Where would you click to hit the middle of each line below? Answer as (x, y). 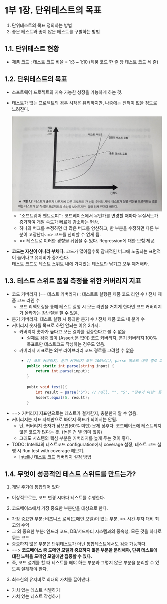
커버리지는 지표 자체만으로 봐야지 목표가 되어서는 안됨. (65, 419)
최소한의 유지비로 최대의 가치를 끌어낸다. (51, 580)
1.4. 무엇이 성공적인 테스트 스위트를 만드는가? (70, 474)
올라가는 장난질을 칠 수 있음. (52, 313)
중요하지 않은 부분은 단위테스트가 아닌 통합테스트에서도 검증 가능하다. (79, 544)
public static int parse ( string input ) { (70, 366)
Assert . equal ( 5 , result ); (63, 398)
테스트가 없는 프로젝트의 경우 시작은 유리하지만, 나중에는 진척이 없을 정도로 (84, 103)
